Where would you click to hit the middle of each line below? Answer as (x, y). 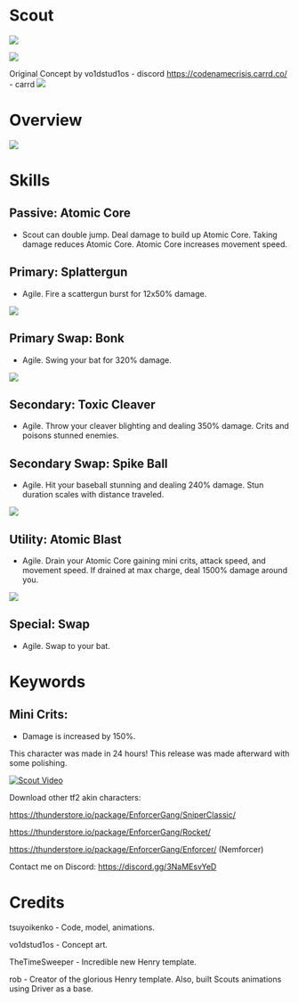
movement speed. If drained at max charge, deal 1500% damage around (154, 570)
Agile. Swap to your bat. (66, 645)
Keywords (48, 682)
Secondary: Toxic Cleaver (82, 404)
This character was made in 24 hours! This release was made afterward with (149, 753)
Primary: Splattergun (68, 272)
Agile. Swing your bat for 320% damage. (97, 360)
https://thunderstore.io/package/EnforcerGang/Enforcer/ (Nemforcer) (137, 849)
